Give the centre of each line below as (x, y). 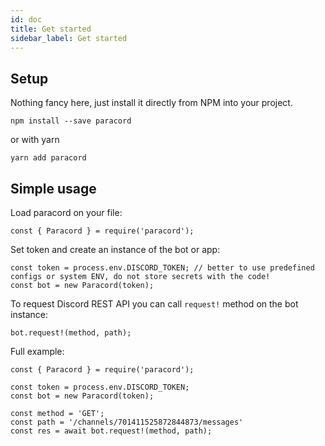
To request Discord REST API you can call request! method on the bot (154, 304)
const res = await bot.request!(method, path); (111, 431)
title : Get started (51, 29)
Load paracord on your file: (66, 212)
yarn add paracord (48, 158)
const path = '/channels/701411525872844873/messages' (127, 422)
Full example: (37, 351)
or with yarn (35, 140)
